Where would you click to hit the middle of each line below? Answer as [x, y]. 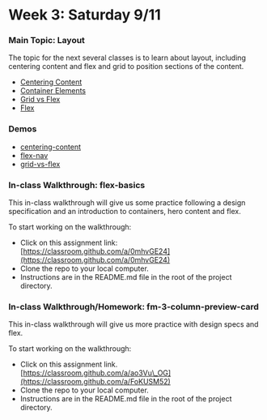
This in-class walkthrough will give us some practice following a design [127, 203]
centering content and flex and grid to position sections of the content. [126, 66]
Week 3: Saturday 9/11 [85, 15]
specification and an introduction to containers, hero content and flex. [125, 212]
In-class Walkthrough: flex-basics [77, 185]
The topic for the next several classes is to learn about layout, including [127, 58]
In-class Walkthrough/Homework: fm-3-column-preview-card [133, 307]
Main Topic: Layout [47, 41]
